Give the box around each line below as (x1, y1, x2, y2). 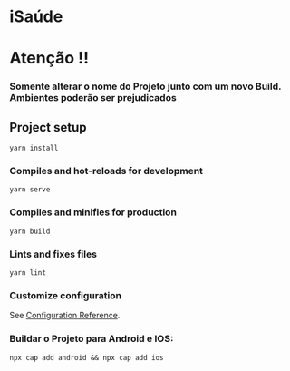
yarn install (9, 143, 59, 153)
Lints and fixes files (9, 248, 98, 260)
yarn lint (9, 268, 47, 278)
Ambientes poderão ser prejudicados (9, 92, 177, 104)
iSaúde (9, 6, 63, 27)
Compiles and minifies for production (9, 206, 177, 219)
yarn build (9, 227, 51, 236)
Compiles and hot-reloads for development (9, 165, 204, 178)
